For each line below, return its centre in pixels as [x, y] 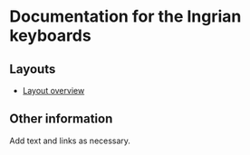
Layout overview [53, 91]
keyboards [51, 36]
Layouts [33, 69]
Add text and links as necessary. [70, 141]
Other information [61, 119]
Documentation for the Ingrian [125, 17]
